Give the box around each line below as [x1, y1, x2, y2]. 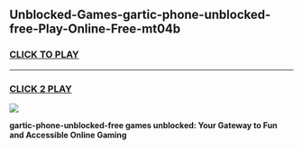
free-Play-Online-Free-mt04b [9, 22, 181, 37]
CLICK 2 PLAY [9, 82, 72, 95]
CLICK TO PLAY [9, 49, 79, 61]
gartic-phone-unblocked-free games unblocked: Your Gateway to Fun [9, 119, 278, 130]
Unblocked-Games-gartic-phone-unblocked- [9, 7, 271, 23]
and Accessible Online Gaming [9, 129, 127, 140]
